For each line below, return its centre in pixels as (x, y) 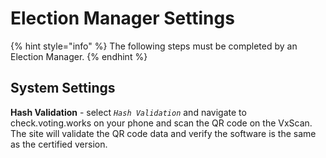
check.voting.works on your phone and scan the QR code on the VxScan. (161, 123)
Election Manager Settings (122, 18)
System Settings (63, 88)
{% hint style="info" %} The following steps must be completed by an (154, 46)
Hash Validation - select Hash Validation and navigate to (128, 112)
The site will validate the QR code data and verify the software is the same (163, 133)
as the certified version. (59, 144)
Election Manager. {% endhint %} (79, 56)
